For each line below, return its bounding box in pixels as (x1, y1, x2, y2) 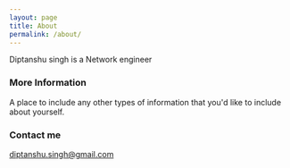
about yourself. (9, 106, 65, 117)
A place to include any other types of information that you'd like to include (9, 97, 282, 107)
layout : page (9, 13, 58, 22)
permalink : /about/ (9, 29, 82, 38)
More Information (9, 77, 87, 89)
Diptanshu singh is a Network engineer (9, 55, 153, 65)
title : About (9, 21, 58, 30)
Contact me (9, 129, 62, 141)
